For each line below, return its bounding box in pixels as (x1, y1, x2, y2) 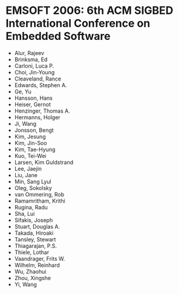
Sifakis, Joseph (14, 216, 53, 224)
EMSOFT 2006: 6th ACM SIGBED (5, 4, 174, 18)
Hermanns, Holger (14, 113, 61, 121)
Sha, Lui (14, 210, 35, 217)
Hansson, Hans (14, 94, 53, 102)
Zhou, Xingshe (14, 274, 51, 281)
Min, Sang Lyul (14, 178, 52, 185)
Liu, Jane (14, 171, 37, 178)
